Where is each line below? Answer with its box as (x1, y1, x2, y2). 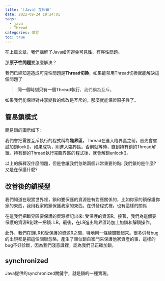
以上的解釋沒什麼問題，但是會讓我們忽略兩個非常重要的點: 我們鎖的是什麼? (5, 160, 156, 166)
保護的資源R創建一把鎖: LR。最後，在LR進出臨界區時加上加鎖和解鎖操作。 (5, 219, 154, 225)
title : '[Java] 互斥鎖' (5, 7, 52, 12)
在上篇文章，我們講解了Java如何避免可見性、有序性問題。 (5, 49, 123, 55)
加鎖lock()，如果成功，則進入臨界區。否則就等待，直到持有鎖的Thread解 (9, 144, 156, 150)
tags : (5, 16, 16, 21)
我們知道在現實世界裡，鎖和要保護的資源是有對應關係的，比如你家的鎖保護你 (5, 196, 160, 202)
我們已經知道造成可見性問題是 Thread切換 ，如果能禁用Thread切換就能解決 (5, 70, 155, 76)
